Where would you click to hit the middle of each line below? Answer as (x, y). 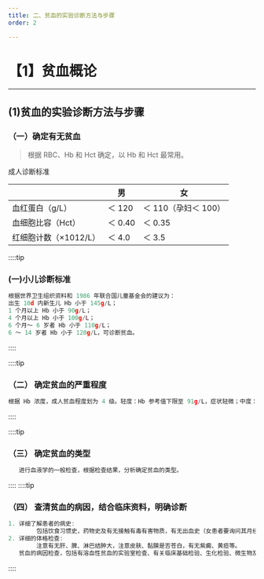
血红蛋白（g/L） (42, 208)
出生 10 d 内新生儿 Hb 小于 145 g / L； (63, 303)
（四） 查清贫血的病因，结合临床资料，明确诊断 (97, 507)
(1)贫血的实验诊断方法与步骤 (76, 112)
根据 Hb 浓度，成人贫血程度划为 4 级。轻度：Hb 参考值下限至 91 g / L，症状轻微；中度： (133, 401)
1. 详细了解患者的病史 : (42, 524)
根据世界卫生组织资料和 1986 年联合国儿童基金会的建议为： (92, 296)
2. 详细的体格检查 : (36, 539)
